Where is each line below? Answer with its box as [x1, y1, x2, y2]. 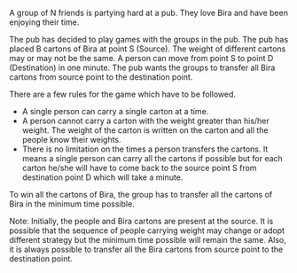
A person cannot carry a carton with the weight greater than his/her [21, 115, 270, 126]
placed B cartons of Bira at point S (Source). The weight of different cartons [9, 43, 286, 54]
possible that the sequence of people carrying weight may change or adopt [9, 225, 285, 236]
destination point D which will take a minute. [21, 172, 184, 183]
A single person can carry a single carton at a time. [21, 106, 209, 116]
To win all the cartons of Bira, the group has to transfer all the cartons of [9, 190, 273, 199]
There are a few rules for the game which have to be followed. [9, 89, 237, 99]
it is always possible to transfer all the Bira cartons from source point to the [9, 244, 284, 254]
